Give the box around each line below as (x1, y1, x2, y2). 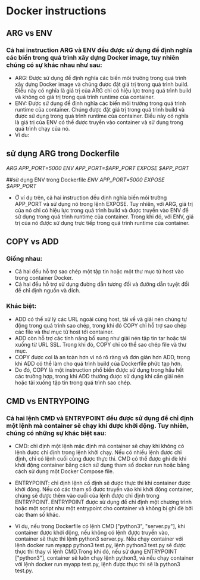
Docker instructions (6, 4, 107, 18)
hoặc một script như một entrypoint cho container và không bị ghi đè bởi (14, 505, 193, 512)
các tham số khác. (14, 511, 61, 519)
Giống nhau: (6, 255, 43, 263)
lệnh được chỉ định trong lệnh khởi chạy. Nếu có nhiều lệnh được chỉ (14, 449, 182, 456)
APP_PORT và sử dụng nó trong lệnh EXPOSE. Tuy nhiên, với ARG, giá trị (14, 200, 193, 207)
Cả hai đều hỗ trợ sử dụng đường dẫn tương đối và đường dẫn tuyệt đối (14, 280, 189, 288)
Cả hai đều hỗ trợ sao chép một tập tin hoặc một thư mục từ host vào (14, 268, 185, 275)
